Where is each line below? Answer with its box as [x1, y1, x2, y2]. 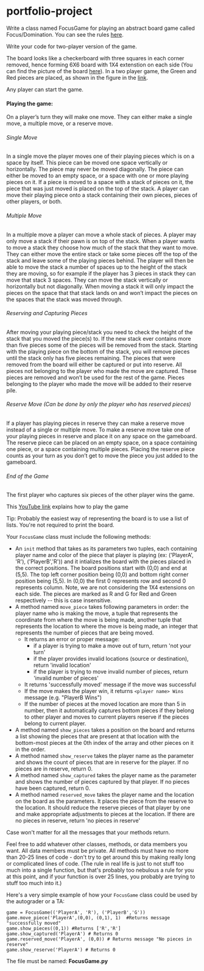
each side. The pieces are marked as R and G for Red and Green [15, 590, 177, 598]
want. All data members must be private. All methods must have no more [6, 847, 189, 855]
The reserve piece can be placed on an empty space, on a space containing [6, 439, 197, 446]
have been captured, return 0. [15, 784, 90, 792]
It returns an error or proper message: [24, 636, 120, 643]
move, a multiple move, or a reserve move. [6, 120, 113, 127]
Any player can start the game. [6, 85, 84, 93]
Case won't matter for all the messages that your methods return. [6, 829, 171, 836]
